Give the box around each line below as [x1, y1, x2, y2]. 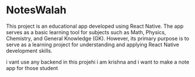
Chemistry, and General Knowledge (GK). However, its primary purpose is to [6, 35, 190, 42]
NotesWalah [6, 3, 67, 17]
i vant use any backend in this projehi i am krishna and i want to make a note [6, 58, 190, 65]
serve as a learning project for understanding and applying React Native [6, 41, 179, 48]
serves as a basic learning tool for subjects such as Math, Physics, [6, 28, 166, 35]
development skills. [6, 47, 53, 54]
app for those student [6, 64, 58, 71]
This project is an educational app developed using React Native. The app [6, 23, 184, 30]
